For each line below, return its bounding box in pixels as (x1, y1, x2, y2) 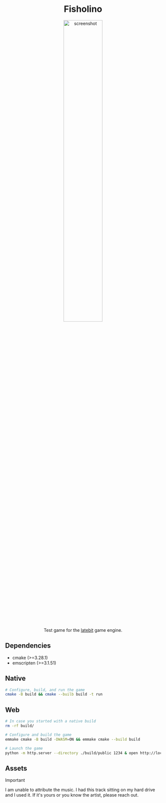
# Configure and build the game (5, 732, 72, 737)
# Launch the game (5, 746, 43, 751)
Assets (5, 764, 27, 772)
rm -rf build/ (5, 723, 35, 728)
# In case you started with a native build (5, 719, 96, 724)
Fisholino (63, 3, 103, 15)
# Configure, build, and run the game (5, 687, 85, 692)
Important (5, 777, 25, 783)
